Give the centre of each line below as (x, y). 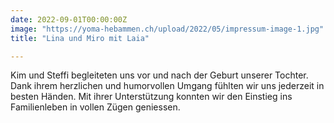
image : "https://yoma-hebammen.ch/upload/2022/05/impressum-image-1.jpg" (167, 29)
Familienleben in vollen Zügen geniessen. (95, 107)
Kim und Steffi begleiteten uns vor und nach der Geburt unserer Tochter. (159, 75)
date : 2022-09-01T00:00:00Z (69, 19)
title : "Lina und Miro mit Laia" (80, 38)
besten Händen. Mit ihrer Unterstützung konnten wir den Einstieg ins (151, 97)
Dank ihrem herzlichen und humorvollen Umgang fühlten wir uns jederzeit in (167, 86)
